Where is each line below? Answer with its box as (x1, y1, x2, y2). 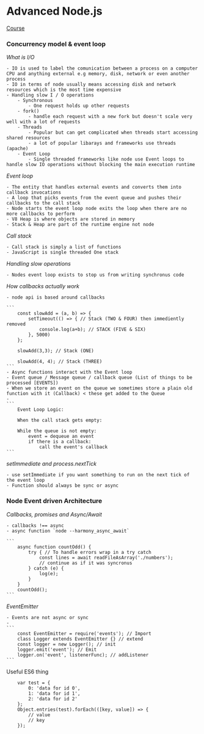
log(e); (38, 570, 59, 576)
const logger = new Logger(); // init (17, 641, 116, 647)
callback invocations (6, 189, 62, 196)
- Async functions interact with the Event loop (6, 369, 133, 376)
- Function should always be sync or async (6, 482, 119, 489)
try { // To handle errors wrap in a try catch (28, 549, 151, 555)
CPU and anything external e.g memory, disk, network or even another (6, 71, 190, 77)
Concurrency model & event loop (6, 40, 106, 48)
